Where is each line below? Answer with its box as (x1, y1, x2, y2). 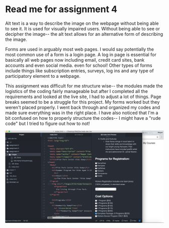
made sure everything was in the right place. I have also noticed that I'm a (5, 110, 158, 116)
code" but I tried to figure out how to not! (5, 120, 90, 126)
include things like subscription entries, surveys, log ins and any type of (5, 67, 154, 74)
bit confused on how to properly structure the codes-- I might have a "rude (5, 115, 161, 121)
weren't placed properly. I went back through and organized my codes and (5, 104, 160, 110)
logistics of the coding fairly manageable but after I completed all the (5, 88, 148, 94)
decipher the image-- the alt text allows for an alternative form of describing (5, 31, 163, 37)
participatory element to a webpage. (5, 73, 80, 79)
